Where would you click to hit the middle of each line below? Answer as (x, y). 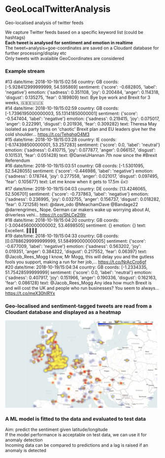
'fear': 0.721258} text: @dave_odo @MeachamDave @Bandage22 (72, 205)
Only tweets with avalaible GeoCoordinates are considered (65, 58)
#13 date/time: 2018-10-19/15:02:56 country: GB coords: (62, 82)
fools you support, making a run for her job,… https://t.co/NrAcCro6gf (76, 262)
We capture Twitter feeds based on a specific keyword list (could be (74, 32)
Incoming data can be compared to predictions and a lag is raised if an (77, 445)
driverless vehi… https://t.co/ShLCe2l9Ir (46, 215)
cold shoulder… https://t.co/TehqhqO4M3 (47, 134)
